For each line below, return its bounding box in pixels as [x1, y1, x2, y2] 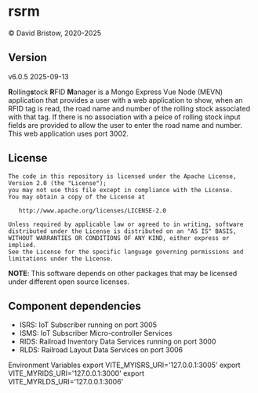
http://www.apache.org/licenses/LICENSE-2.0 [18, 206, 167, 214]
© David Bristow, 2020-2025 [8, 28, 102, 38]
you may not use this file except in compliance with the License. [8, 186, 234, 194]
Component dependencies [8, 299, 141, 312]
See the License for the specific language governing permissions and [8, 248, 244, 256]
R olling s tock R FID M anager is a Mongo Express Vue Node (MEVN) [8, 87, 223, 96]
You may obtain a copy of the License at [8, 193, 146, 201]
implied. [8, 241, 37, 249]
